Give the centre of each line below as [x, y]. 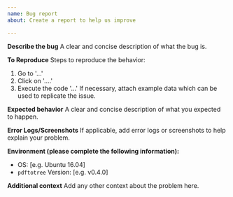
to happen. [23, 117]
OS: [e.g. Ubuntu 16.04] [51, 164]
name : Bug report [33, 14]
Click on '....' [35, 80]
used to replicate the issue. [56, 96]
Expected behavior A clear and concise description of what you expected [114, 109]
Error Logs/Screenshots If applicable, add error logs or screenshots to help [116, 130]
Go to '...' [30, 73]
